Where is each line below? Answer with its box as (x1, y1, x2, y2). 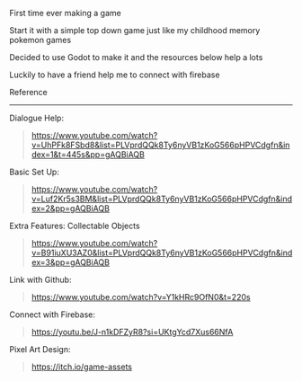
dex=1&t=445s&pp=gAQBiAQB (31, 149, 146, 160)
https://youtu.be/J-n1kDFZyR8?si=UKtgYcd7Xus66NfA (31, 327, 234, 337)
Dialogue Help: (9, 112, 65, 123)
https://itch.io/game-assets (31, 361, 133, 372)
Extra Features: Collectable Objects (9, 220, 141, 231)
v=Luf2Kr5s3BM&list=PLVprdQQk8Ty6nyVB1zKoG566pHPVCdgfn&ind (31, 193, 293, 204)
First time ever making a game (9, 8, 121, 18)
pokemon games (9, 35, 72, 45)
